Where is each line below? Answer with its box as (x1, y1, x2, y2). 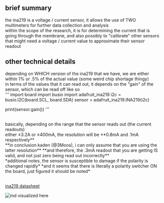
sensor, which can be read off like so (5, 86, 80, 92)
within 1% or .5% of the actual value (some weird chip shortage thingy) (5, 76, 149, 82)
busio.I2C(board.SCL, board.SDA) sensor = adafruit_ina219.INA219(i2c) (5, 97, 150, 102)
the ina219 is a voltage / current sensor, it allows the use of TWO (5, 17, 136, 23)
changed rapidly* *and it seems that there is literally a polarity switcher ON (5, 163, 157, 169)
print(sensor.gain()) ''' (5, 106, 50, 112)
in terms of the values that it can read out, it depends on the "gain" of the (5, 81, 154, 87)
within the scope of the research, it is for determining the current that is (5, 27, 150, 34)
